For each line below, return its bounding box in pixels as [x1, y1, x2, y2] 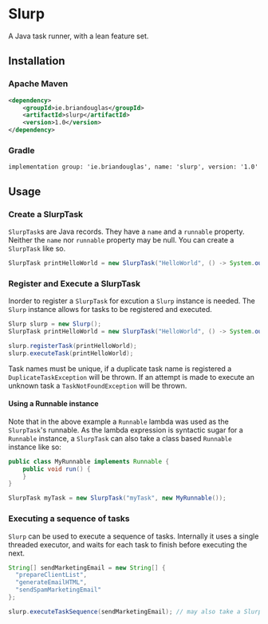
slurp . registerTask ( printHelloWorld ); [8, 342, 137, 350]
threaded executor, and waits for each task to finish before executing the [8, 539, 247, 549]
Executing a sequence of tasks [8, 513, 130, 524]
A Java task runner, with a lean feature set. [8, 31, 149, 41]
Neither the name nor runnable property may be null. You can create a [8, 235, 235, 244]
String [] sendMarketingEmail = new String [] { [8, 563, 166, 571]
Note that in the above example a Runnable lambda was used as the [8, 417, 229, 426]
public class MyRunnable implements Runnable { [8, 457, 170, 465]
